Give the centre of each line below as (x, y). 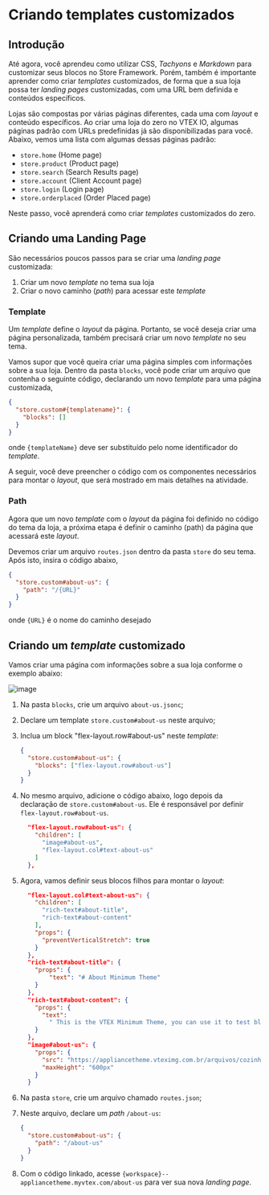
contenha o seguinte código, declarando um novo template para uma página (135, 379)
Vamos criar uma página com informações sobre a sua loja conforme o (126, 664)
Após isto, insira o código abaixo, (63, 560)
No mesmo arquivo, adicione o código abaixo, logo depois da (121, 796)
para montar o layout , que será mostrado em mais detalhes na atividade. (128, 480)
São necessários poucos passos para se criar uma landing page (115, 258)
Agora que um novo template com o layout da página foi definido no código (134, 519)
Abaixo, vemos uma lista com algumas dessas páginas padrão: (112, 139)
